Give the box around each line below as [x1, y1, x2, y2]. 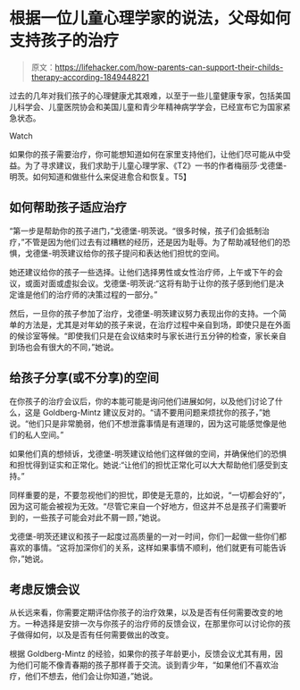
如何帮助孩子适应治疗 [9, 200, 127, 215]
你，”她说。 [9, 553, 49, 564]
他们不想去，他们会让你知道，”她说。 [24, 671, 158, 682]
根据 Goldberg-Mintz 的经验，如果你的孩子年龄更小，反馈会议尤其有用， [9, 649, 276, 660]
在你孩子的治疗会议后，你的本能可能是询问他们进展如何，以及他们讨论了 [9, 395, 275, 407]
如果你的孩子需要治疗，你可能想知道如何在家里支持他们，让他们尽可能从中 [9, 148, 283, 159]
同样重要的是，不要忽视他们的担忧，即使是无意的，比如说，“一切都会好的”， [9, 489, 290, 501]
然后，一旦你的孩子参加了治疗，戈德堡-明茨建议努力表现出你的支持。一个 [9, 307, 279, 318]
